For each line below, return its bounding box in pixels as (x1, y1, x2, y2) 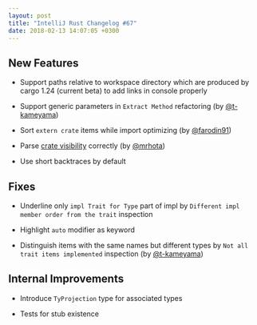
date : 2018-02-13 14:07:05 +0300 (8, 26, 120, 34)
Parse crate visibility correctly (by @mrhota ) (19, 141, 166, 150)
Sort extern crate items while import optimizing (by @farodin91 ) (19, 126, 232, 135)
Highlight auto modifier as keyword (19, 225, 136, 235)
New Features (8, 56, 79, 70)
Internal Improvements (8, 272, 125, 286)
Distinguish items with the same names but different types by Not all (19, 241, 249, 250)
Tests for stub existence (19, 309, 100, 319)
